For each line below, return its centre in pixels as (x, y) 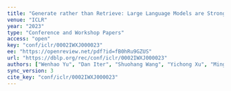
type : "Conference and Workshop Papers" (66, 32)
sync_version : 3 (30, 70)
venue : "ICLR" (27, 20)
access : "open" (29, 39)
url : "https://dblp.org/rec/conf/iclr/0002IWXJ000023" (87, 58)
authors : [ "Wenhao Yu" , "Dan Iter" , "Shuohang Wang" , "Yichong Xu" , (107, 64)
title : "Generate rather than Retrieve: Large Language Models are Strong (117, 13)
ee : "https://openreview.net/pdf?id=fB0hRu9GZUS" (80, 52)
